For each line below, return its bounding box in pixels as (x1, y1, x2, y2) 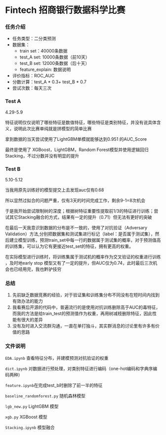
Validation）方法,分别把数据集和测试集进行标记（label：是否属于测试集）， (5, 231, 156, 237)
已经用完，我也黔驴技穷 (13, 266, 62, 272)
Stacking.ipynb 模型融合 (5, 424, 55, 430)
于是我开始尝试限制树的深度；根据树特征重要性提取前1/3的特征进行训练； (5, 208, 154, 214)
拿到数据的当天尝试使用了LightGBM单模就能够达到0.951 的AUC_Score (5, 136, 147, 142)
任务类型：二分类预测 (12, 36, 56, 42)
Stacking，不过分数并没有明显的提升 (5, 153, 80, 159)
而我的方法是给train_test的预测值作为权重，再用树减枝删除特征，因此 (12, 311, 153, 317)
